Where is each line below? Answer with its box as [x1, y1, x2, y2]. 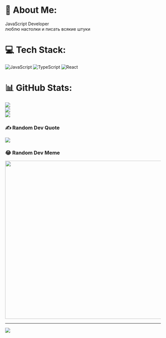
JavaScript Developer [5, 21, 49, 27]
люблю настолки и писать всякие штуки [5, 26, 90, 32]
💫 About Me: [5, 4, 57, 16]
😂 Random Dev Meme [5, 149, 60, 156]
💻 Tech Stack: [5, 44, 66, 56]
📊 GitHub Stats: [5, 83, 73, 93]
